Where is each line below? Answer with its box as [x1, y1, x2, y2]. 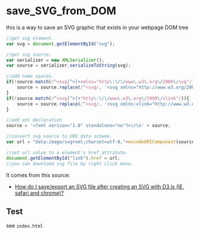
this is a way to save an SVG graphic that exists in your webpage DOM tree [6, 24, 188, 31]
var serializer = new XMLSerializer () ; [6, 57, 105, 63]
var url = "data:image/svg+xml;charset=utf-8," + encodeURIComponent [6, 139, 176, 145]
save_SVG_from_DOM [6, 4, 117, 18]
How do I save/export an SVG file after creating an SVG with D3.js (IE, [14, 183, 185, 190]
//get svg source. [6, 52, 52, 58]
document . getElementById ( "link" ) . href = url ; [6, 155, 120, 161]
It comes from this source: [6, 171, 70, 179]
